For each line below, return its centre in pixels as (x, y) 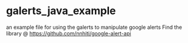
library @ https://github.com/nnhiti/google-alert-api (69, 33)
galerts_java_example (61, 11)
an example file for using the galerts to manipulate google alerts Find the (94, 27)
